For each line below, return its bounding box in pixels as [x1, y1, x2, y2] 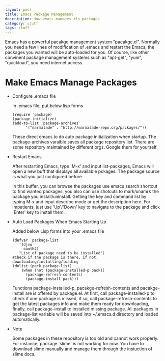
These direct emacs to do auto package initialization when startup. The [12, 134, 156, 140]
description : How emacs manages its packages [5, 16, 100, 21]
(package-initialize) [12, 116, 56, 122]
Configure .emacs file [12, 93, 56, 99]
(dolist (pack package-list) [12, 264, 72, 269]
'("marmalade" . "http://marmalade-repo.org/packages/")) [25, 125, 147, 130]
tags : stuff [5, 26, 29, 30]
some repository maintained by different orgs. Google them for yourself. [12, 144, 158, 150]
